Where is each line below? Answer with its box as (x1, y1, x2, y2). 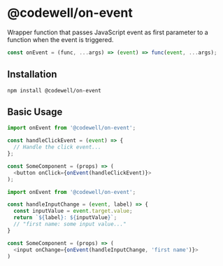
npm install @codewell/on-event (7, 87, 101, 94)
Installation (7, 69, 57, 80)
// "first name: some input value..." (13, 220, 127, 228)
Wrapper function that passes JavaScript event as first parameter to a (7, 28, 208, 36)
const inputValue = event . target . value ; (13, 208, 133, 215)
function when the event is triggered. (7, 35, 114, 43)
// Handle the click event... (13, 143, 101, 151)
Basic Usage (7, 106, 63, 118)
